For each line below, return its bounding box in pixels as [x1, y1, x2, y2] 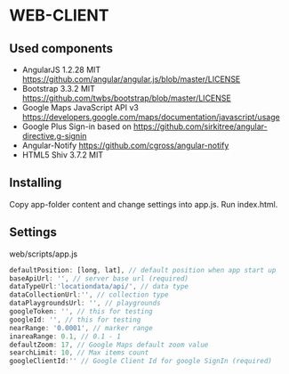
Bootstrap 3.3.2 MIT [21, 84, 96, 93]
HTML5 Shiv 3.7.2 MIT [21, 150, 104, 160]
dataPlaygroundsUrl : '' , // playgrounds [9, 299, 162, 308]
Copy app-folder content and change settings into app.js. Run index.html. [9, 199, 278, 209]
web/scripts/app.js [9, 248, 78, 259]
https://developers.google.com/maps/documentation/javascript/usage [21, 112, 280, 122]
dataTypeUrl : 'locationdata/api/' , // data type [9, 282, 189, 291]
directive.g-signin [21, 131, 87, 141]
